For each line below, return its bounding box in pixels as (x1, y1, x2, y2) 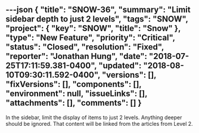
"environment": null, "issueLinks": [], (5, 89, 148, 99)
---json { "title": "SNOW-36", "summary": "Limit (5, 5, 191, 15)
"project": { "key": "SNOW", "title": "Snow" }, (5, 23, 181, 33)
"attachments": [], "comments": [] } (5, 98, 142, 108)
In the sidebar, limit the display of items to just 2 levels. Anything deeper (5, 113, 182, 121)
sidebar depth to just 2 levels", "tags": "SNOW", (5, 14, 188, 24)
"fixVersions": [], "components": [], (5, 79, 142, 89)
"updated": (98, 61, 142, 71)
